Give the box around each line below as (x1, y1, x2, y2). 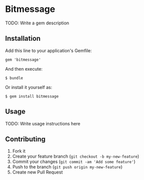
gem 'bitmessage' (5, 57, 41, 62)
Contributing (5, 135, 46, 143)
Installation (5, 34, 41, 43)
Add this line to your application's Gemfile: (5, 47, 92, 53)
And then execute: (5, 66, 43, 72)
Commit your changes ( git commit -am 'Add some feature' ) (12, 159, 136, 165)
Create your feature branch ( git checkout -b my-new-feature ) (12, 153, 140, 160)
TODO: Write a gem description (5, 20, 70, 26)
